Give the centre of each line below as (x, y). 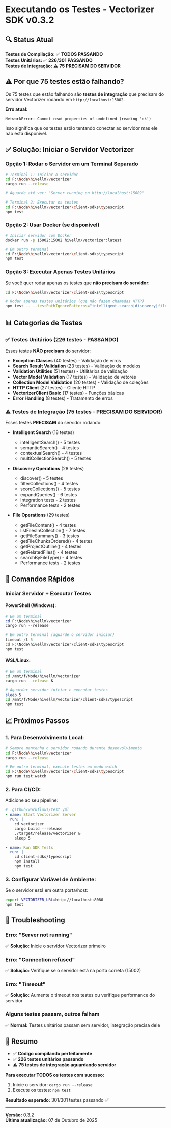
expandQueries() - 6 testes (49, 495)
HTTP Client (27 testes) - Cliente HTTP (54, 387)
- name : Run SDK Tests (29, 847)
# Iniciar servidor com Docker (38, 235)
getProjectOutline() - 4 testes (51, 547)
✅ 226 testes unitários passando (48, 1059)
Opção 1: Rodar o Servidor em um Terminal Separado (72, 164)
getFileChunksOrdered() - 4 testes (56, 541)
